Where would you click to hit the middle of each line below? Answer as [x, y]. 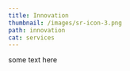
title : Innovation [38, 15]
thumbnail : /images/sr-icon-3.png [65, 23]
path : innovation [37, 30]
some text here [33, 60]
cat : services [32, 37]
